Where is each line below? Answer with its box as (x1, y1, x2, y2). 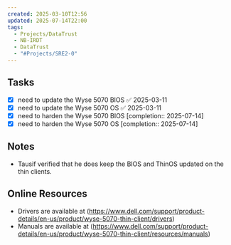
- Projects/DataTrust (14, 30, 78, 38)
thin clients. (17, 167, 52, 175)
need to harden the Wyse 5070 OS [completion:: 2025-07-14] (17, 119, 198, 128)
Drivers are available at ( (17, 207, 90, 215)
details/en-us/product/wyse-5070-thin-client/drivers (17, 214, 173, 223)
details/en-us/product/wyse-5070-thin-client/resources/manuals (17, 229, 208, 238)
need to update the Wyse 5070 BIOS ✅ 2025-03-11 (17, 95, 168, 104)
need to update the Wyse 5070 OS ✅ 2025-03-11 (17, 103, 162, 112)
